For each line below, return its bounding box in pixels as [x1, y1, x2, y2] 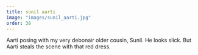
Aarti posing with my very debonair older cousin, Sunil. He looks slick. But [6, 37, 192, 44]
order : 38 [6, 20, 32, 26]
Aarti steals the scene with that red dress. [6, 43, 111, 50]
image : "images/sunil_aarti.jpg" [6, 15, 91, 21]
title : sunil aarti [6, 8, 56, 15]
